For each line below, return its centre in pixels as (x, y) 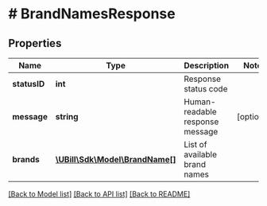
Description (206, 66)
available (200, 154)
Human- (200, 102)
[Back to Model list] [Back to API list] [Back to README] (99, 194)
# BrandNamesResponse (92, 14)
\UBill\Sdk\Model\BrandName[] (116, 159)
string (67, 117)
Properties (35, 43)
